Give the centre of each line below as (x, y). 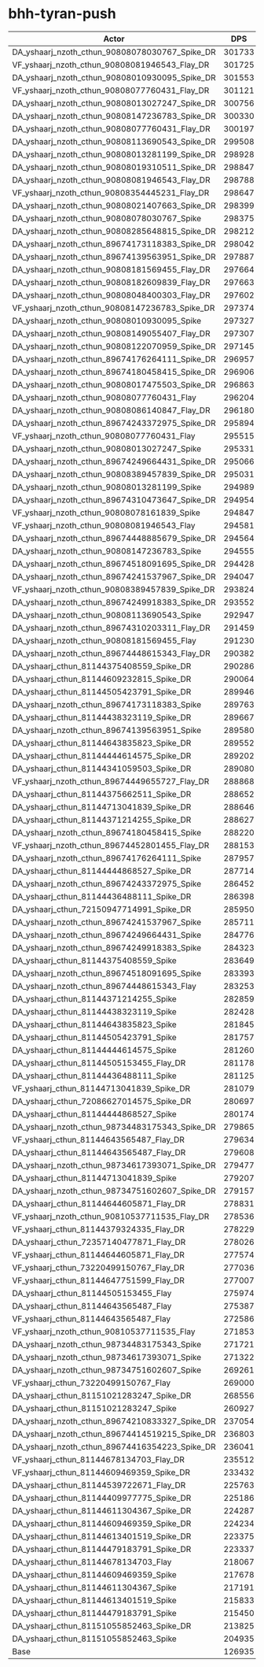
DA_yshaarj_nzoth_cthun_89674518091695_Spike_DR (114, 564)
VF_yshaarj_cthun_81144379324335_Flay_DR (98, 1229)
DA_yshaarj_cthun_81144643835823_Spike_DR (102, 743)
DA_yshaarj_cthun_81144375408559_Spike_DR (102, 666)
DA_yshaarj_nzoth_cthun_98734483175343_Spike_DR (114, 1127)
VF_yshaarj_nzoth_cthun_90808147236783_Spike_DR (114, 308)
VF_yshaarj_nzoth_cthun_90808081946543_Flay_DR (111, 65)
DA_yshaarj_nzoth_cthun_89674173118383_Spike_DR (114, 243)
